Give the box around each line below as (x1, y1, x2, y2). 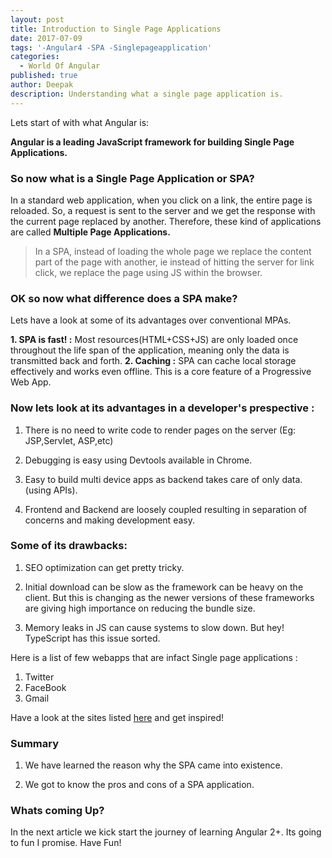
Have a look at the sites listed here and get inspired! (10, 711, 225, 723)
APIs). (53, 484, 78, 496)
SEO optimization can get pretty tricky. (24, 561, 185, 573)
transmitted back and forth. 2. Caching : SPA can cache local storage (10, 355, 297, 367)
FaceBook (24, 681, 67, 693)
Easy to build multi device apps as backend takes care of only (24, 473, 280, 485)
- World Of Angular (19, 61, 101, 71)
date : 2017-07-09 (10, 33, 83, 43)
